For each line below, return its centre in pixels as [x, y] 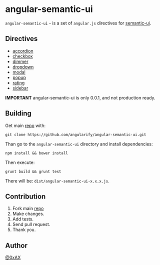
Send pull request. [31, 224]
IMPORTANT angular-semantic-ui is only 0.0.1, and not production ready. [80, 97]
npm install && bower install [37, 153]
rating [18, 82]
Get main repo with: [25, 125]
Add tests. [23, 219]
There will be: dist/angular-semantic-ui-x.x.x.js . [57, 180]
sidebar [20, 88]
